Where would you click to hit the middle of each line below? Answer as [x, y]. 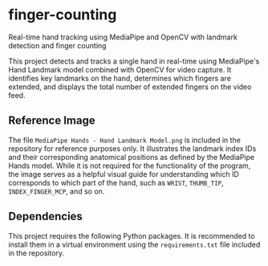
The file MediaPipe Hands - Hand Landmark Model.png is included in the [124, 140]
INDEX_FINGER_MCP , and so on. [57, 191]
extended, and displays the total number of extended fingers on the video [130, 87]
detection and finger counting [57, 45]
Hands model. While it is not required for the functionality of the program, [130, 166]
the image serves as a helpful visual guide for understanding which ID [124, 174]
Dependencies [45, 217]
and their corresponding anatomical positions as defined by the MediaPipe [132, 157]
